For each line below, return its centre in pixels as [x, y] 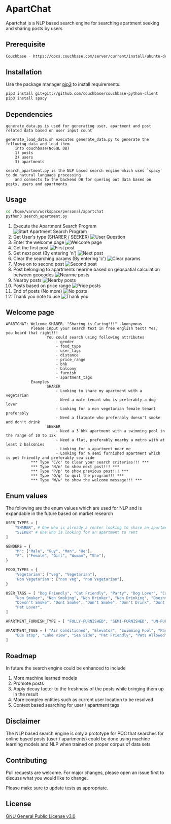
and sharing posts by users [34, 28]
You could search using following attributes [95, 338]
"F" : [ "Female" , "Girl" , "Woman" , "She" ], [60, 556]
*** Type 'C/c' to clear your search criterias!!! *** [90, 462]
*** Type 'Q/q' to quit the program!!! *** [77, 476]
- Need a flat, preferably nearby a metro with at [110, 440]
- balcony [66, 369]
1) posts [24, 153]
